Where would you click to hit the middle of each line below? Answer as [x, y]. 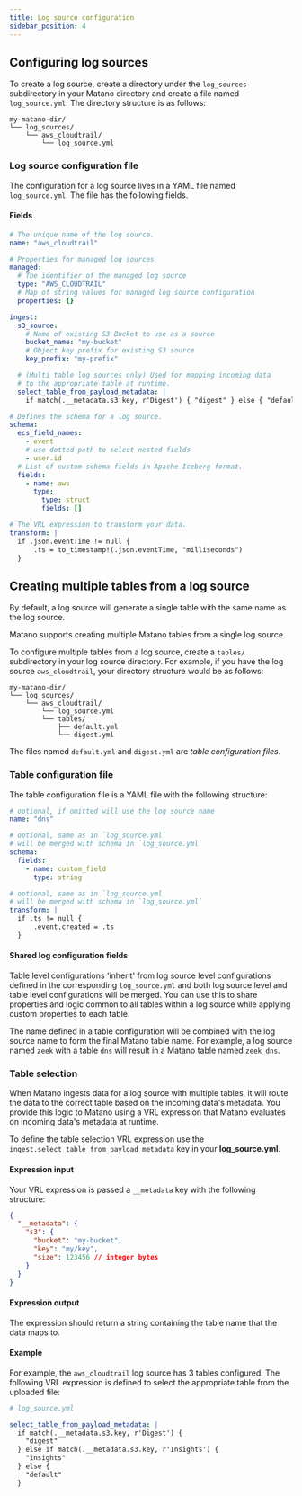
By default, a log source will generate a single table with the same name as [148, 608]
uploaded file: [35, 1392]
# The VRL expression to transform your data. [98, 525]
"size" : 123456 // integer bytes [96, 1257]
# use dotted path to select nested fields [108, 450]
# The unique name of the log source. [82, 235]
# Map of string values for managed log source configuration [136, 293]
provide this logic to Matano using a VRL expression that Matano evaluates [147, 1112]
